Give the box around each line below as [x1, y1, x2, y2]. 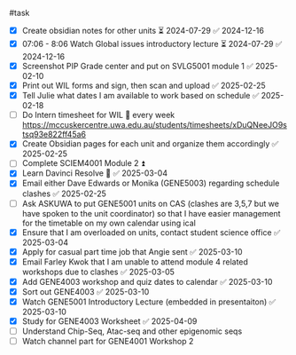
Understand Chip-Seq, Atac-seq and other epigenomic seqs [21, 326, 243, 336]
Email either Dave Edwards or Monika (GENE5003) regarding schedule [21, 177, 280, 189]
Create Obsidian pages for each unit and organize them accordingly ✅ [21, 138, 279, 149]
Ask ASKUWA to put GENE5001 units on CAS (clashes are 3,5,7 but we [21, 198, 279, 209]
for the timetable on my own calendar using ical [21, 217, 197, 228]
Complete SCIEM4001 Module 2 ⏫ [21, 158, 145, 169]
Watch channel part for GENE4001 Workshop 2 [21, 336, 194, 347]
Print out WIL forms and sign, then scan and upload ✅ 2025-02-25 [21, 80, 266, 91]
